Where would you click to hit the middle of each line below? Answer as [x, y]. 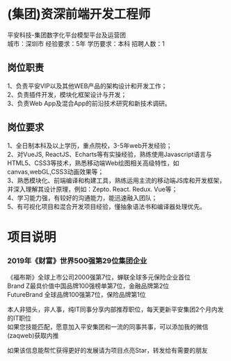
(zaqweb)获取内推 [33, 336]
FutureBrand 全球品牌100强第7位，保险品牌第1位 [77, 295]
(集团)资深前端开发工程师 [79, 14]
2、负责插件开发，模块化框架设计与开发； [67, 94]
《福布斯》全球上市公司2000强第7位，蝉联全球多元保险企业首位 [99, 277]
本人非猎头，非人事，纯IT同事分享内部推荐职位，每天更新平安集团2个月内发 [115, 309]
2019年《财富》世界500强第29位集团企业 [77, 261]
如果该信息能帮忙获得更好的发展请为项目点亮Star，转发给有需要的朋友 [107, 351]
